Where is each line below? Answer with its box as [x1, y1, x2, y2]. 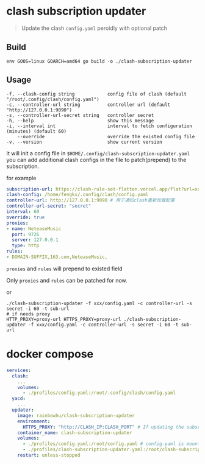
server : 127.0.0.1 [12, 237, 59, 243]
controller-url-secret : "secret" [6, 203, 92, 209]
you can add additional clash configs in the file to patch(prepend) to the [6, 156, 187, 163]
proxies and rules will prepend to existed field [6, 265, 123, 272]
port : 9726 [12, 231, 40, 237]
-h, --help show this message [6, 118, 154, 124]
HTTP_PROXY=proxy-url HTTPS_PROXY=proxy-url [6, 316, 121, 322]
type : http [12, 242, 40, 249]
